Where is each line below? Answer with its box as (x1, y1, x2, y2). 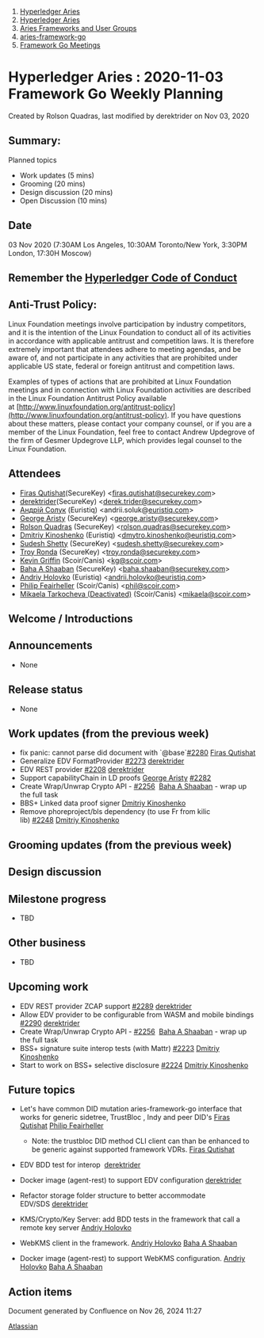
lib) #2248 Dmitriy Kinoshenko (19, 816, 120, 825)
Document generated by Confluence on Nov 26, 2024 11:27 (8, 1306, 202, 1316)
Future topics (8, 1084, 75, 1097)
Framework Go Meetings (19, 40, 101, 50)
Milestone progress (8, 892, 107, 906)
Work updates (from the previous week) (8, 727, 209, 740)
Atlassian (8, 1321, 38, 1331)
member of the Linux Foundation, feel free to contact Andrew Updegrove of (8, 427, 255, 437)
